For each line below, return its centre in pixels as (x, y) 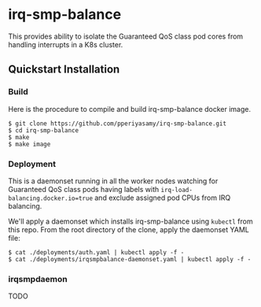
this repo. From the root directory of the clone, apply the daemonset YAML (129, 229)
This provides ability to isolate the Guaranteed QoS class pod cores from (126, 36)
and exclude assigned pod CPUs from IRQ (162, 198)
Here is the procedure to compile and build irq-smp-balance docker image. (130, 109)
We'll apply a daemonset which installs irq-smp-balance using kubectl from (130, 221)
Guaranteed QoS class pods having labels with (84, 189)
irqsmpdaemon (38, 279)
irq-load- (176, 190)
